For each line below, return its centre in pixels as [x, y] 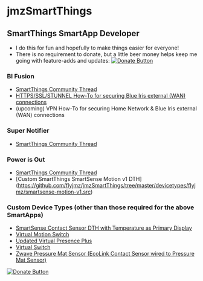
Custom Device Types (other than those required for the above [101, 207]
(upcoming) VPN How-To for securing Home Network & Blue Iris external [106, 109]
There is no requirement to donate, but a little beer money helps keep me [106, 54]
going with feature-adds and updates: [63, 61]
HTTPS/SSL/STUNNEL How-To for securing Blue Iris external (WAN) [101, 96]
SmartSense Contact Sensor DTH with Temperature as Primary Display [104, 228]
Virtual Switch [33, 247]
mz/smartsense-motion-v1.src [53, 192]
